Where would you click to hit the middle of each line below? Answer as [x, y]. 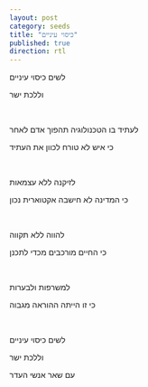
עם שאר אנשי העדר [42, 375]
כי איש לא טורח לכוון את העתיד [62, 147]
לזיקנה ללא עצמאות [43, 183]
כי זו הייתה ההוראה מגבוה [53, 305]
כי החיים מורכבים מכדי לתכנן [58, 252]
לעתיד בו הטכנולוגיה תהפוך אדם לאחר [74, 130]
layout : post [34, 18]
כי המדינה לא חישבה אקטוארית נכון [69, 200]
